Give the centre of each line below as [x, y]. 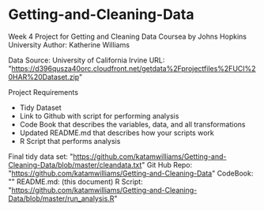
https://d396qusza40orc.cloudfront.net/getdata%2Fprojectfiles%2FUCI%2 [134, 68]
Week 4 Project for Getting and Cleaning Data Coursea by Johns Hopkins [128, 36]
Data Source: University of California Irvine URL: [87, 60]
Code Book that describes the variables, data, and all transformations [132, 124]
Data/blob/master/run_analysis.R [61, 198]
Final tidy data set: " [41, 156]
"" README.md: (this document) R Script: [76, 181]
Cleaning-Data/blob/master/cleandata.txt [75, 164]
